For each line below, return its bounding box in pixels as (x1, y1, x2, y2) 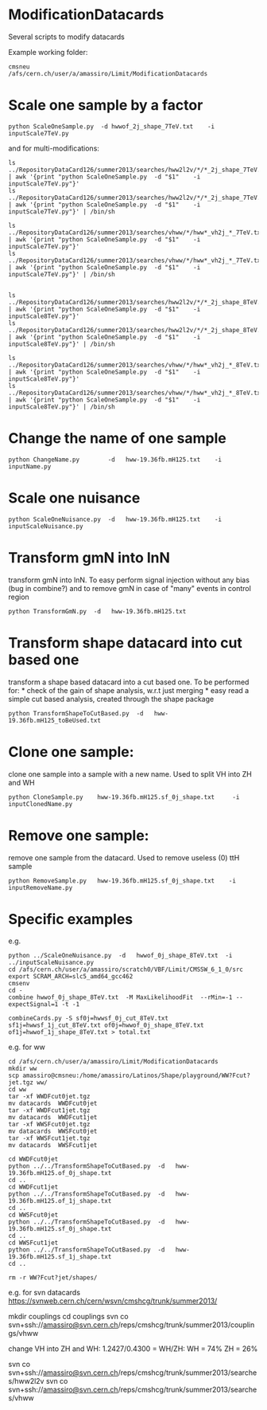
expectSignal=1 (8, 1001, 59, 1009)
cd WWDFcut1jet (8, 1183, 59, 1192)
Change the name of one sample (8, 429, 226, 448)
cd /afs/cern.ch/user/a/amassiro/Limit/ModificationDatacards (8, 1058, 219, 1066)
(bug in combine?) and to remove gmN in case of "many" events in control (8, 583, 252, 593)
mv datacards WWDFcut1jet (8, 1114, 98, 1122)
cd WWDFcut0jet (8, 1155, 59, 1164)
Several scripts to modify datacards (8, 32, 125, 41)
